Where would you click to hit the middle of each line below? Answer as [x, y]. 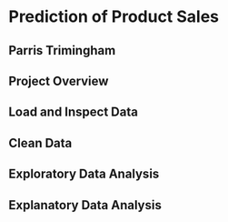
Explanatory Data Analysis [85, 205]
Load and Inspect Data [73, 112]
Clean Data [40, 143]
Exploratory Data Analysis [84, 174]
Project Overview [59, 81]
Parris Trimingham [62, 50]
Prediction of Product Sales [114, 17]
